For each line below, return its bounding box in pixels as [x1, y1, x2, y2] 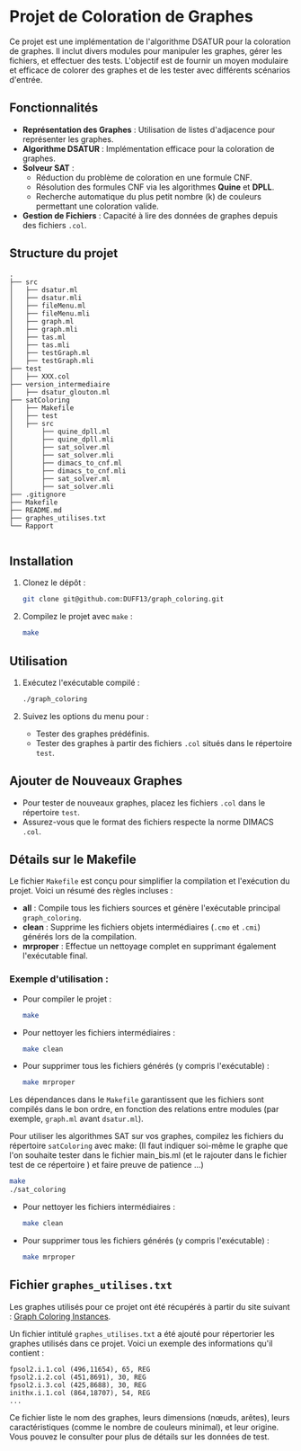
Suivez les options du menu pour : [22, 710, 149, 721]
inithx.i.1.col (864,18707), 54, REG [9, 1388, 151, 1397]
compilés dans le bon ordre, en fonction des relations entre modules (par [9, 1104, 279, 1115]
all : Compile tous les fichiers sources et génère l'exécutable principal [22, 903, 281, 913]
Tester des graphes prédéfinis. [35, 728, 150, 739]
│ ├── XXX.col [9, 371, 70, 381]
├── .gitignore [9, 490, 66, 499]
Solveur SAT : [22, 162, 75, 173]
